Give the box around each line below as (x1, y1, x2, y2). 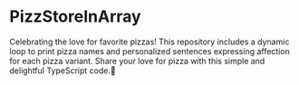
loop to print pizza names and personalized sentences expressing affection (9, 45, 290, 56)
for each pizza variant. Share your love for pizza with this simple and (9, 55, 265, 66)
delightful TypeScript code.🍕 (9, 65, 116, 76)
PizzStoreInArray (9, 6, 142, 27)
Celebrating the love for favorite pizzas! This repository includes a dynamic (9, 36, 290, 47)
